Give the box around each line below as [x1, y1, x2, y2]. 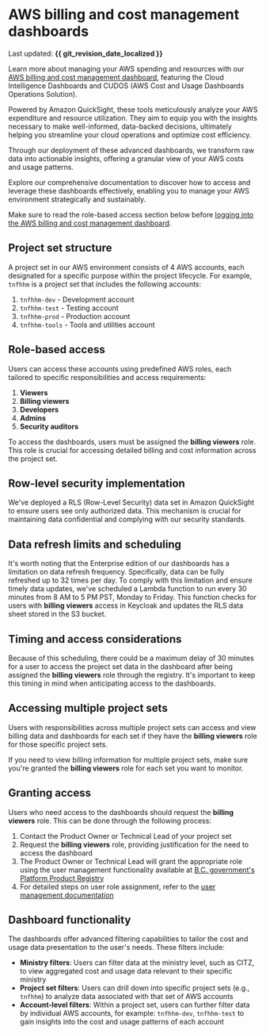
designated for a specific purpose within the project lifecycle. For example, [8, 271, 253, 280]
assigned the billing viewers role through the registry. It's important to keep [8, 671, 256, 679]
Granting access [8, 786, 91, 800]
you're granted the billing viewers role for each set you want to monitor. [8, 763, 244, 773]
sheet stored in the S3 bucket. [8, 609, 107, 619]
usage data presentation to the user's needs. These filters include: [8, 943, 226, 952]
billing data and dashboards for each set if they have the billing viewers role [8, 731, 257, 740]
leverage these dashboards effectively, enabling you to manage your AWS [8, 186, 249, 195]
